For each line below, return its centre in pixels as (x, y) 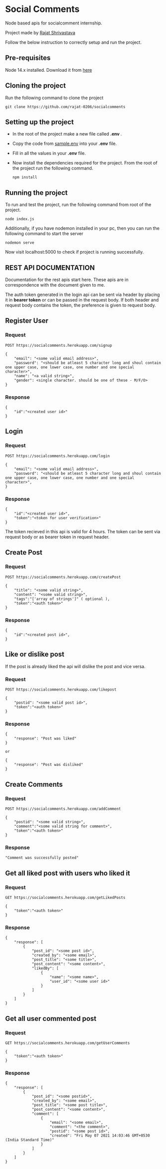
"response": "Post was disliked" (49, 765)
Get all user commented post (51, 1018)
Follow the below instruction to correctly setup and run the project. (73, 42)
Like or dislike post (35, 655)
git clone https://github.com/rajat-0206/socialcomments (65, 107)
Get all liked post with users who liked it (68, 873)
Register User (27, 321)
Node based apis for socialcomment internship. (54, 23)
